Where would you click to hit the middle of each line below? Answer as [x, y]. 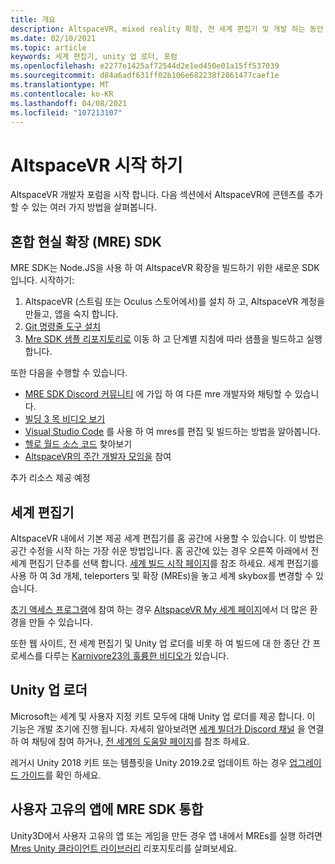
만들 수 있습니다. [60, 622]
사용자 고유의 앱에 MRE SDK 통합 [107, 809]
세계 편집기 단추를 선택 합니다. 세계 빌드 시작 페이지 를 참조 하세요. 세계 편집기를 [165, 563]
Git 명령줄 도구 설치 [63, 327]
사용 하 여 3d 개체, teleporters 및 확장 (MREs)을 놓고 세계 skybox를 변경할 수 [162, 575]
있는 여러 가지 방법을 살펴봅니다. [94, 207]
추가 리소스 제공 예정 [50, 478]
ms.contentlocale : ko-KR [62, 94]
